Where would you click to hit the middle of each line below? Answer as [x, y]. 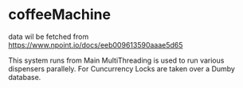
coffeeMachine [60, 15]
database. [25, 77]
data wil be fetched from [49, 36]
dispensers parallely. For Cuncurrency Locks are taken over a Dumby [121, 68]
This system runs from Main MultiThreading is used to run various [116, 60]
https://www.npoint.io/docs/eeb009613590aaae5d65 [96, 44]
